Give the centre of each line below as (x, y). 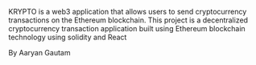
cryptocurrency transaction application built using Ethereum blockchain (127, 28)
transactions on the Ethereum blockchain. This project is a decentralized (128, 20)
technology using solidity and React (68, 37)
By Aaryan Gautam (39, 53)
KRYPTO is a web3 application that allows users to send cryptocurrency (128, 12)
